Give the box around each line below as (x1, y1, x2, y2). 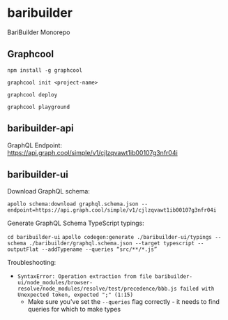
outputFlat (7, 246, 39, 253)
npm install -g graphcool (7, 66, 82, 74)
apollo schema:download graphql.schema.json (7, 201, 139, 208)
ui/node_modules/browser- (17, 279, 93, 286)
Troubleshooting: (7, 259, 56, 267)
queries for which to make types (27, 305, 121, 314)
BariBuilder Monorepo (7, 28, 70, 36)
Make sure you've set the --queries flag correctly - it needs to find (27, 298, 220, 306)
